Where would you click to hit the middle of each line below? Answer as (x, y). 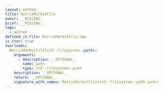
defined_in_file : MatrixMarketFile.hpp (46, 37)
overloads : (16, 46)
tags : (11, 28)
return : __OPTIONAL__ (36, 77)
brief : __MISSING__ (25, 23)
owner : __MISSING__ (25, 18)
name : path (34, 64)
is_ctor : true (20, 41)
